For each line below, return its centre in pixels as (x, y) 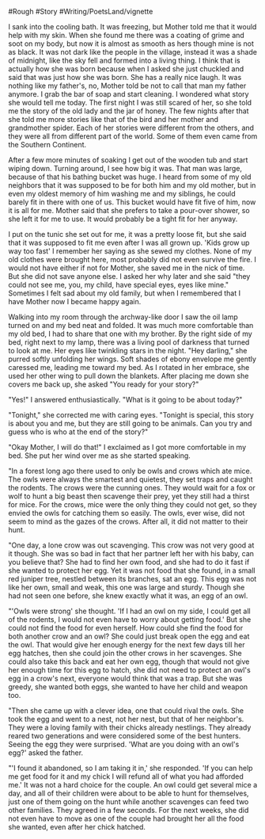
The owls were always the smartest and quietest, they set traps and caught (131, 479)
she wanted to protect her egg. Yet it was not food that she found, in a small (132, 570)
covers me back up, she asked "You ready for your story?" (104, 384)
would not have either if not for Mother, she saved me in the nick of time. (127, 268)
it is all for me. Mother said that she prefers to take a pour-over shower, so (129, 210)
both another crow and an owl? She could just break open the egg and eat (129, 636)
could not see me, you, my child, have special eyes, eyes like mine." (119, 285)
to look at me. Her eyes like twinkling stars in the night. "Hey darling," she (128, 351)
